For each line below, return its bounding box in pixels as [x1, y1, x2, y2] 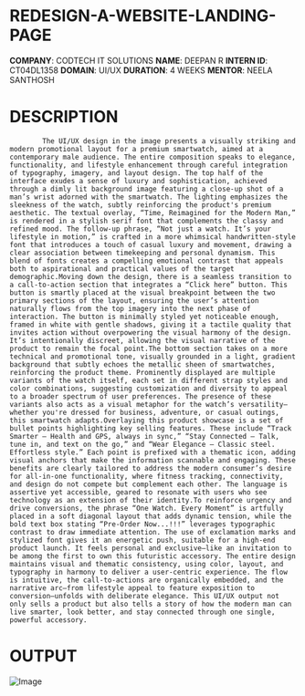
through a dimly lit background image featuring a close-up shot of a [9, 184, 284, 193]
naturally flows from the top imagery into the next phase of [9, 304, 251, 313]
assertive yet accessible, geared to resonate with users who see [9, 487, 268, 497]
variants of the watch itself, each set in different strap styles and [9, 376, 288, 385]
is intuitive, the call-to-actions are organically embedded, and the [9, 576, 284, 585]
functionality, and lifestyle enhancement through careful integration [9, 161, 288, 170]
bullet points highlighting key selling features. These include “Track [9, 423, 292, 433]
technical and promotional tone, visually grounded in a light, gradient [9, 352, 297, 361]
